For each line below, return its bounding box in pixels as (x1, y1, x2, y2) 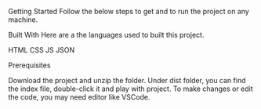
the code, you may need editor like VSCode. (8, 93, 150, 101)
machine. (8, 15, 38, 24)
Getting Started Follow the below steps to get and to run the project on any (8, 7, 249, 16)
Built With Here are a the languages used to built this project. (8, 31, 205, 39)
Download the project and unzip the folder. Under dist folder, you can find (8, 76, 246, 85)
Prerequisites (8, 60, 51, 70)
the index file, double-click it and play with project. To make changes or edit (8, 84, 253, 93)
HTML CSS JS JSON (8, 45, 75, 54)
